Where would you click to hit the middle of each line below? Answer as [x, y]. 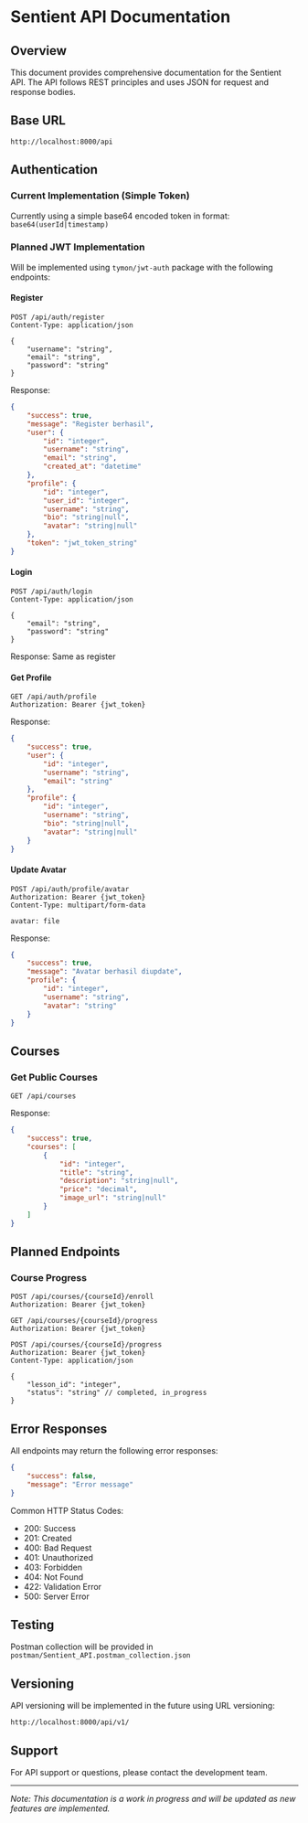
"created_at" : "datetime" [93, 467]
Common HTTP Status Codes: [67, 1510]
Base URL [38, 121]
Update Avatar [38, 869]
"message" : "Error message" [80, 1484]
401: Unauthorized [58, 1557]
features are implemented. [60, 1808]
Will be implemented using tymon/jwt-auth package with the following [142, 267]
